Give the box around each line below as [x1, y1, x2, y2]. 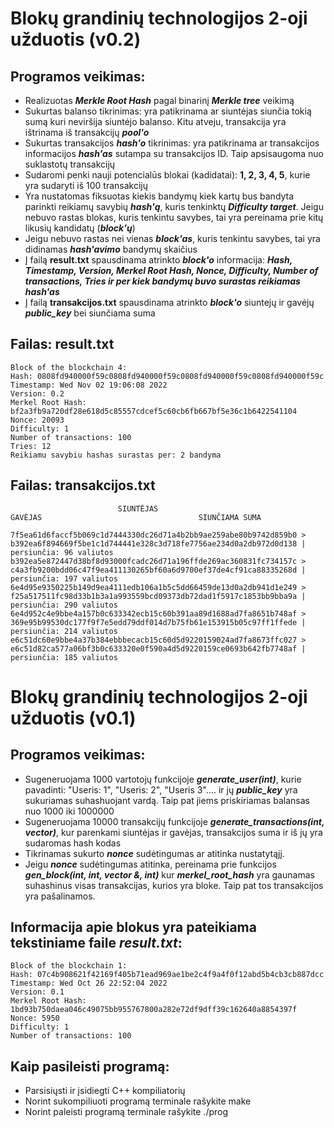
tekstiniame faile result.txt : [10, 935, 183, 952]
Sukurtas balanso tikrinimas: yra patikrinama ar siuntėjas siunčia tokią [24, 105, 312, 117]
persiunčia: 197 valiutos [10, 573, 118, 584]
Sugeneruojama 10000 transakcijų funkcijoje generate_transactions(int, [24, 815, 325, 827]
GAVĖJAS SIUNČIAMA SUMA [10, 512, 262, 522]
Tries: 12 [10, 441, 52, 451]
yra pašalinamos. [24, 890, 96, 902]
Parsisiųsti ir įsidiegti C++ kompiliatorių [24, 1085, 186, 1097]
